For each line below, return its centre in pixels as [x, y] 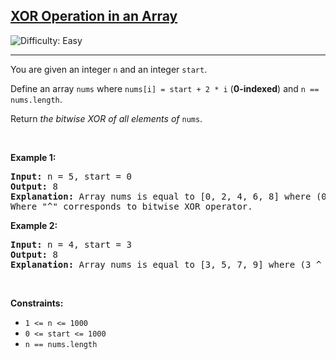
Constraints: [37, 303]
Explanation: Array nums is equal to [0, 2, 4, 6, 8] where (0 [168, 196]
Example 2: [34, 225]
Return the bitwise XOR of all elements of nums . [106, 118]
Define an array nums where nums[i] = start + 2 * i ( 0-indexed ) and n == [165, 88]
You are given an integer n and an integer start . [109, 69]
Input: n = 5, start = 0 [71, 176]
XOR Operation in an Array [94, 16]
